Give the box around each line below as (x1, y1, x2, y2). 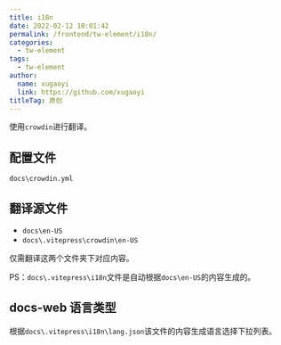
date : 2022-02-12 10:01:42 (9, 21, 109, 30)
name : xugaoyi (17, 79, 69, 88)
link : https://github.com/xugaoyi (17, 87, 145, 96)
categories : (9, 37, 53, 47)
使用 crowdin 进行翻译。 (9, 121, 92, 132)
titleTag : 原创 (9, 95, 63, 105)
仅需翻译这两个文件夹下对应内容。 (9, 253, 134, 263)
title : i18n (9, 12, 53, 22)
